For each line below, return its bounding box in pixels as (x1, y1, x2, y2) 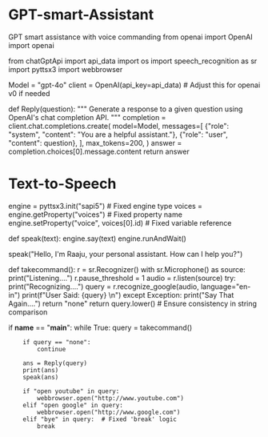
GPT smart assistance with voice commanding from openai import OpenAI (8, 32, 254, 42)
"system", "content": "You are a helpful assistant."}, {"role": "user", (8, 130, 228, 139)
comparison (8, 307, 48, 317)
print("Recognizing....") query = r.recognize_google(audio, (8, 282, 199, 291)
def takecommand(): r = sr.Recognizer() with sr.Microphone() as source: (8, 264, 246, 274)
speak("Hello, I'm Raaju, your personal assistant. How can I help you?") (8, 249, 243, 259)
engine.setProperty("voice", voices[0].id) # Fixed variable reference (8, 218, 232, 227)
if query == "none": (22, 338, 91, 346)
